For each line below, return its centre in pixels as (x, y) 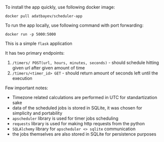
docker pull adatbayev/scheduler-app (44, 16)
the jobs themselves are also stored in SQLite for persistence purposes (84, 134)
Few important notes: (27, 88)
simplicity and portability (37, 113)
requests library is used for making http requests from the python (79, 124)
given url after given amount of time (49, 68)
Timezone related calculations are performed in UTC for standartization (85, 97)
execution (22, 78)
